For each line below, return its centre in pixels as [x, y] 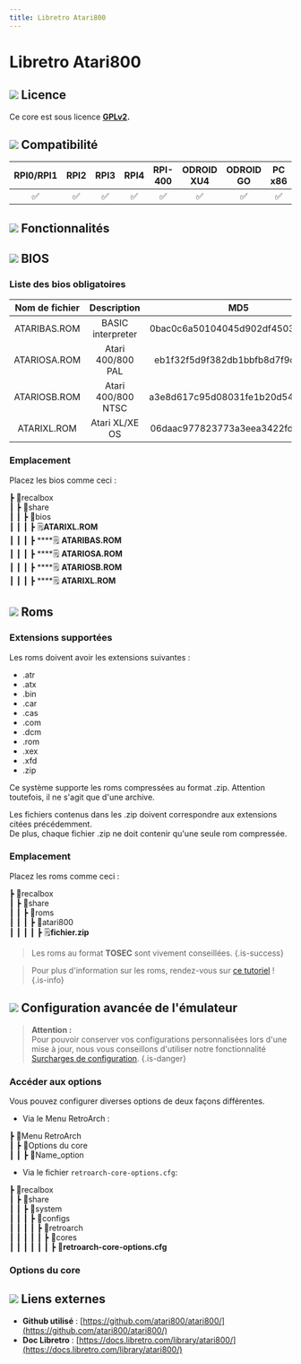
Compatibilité [60, 145]
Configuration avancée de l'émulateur [129, 1008]
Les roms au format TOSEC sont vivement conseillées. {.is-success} [157, 953]
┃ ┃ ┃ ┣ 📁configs [39, 1218]
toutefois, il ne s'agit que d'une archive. [82, 797]
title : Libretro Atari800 [57, 17]
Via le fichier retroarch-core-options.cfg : [99, 1172]
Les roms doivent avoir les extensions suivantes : [100, 657]
